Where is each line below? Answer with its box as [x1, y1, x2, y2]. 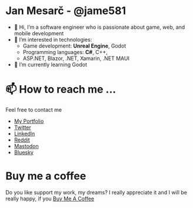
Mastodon [14, 142, 39, 149]
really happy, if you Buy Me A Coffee [5, 195, 95, 202]
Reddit [14, 136, 30, 143]
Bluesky [14, 149, 34, 156]
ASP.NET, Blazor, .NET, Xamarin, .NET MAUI [22, 55, 130, 62]
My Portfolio [14, 118, 44, 125]
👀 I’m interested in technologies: [14, 36, 92, 43]
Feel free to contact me [5, 106, 62, 113]
